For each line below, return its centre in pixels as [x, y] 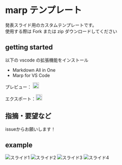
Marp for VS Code [31, 75]
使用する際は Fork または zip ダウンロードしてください [61, 31]
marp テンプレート [43, 10]
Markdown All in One [34, 70]
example [19, 145]
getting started [29, 47]
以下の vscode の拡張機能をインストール [47, 60]
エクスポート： [20, 98]
